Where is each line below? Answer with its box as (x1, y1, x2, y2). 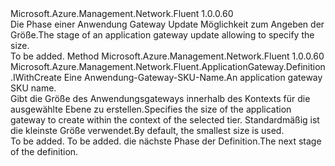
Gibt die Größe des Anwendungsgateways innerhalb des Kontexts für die (10, 93, 311, 104)
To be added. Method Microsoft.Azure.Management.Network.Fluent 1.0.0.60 (10, 50, 325, 62)
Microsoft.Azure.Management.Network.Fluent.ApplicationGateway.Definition (10, 61, 326, 72)
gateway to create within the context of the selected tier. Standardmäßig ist (10, 114, 320, 126)
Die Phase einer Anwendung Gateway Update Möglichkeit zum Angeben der (10, 18, 325, 30)
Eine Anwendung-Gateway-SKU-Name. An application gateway (63, 72, 323, 83)
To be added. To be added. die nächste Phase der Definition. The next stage (10, 135, 322, 147)
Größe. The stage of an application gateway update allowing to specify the (10, 29, 315, 41)
